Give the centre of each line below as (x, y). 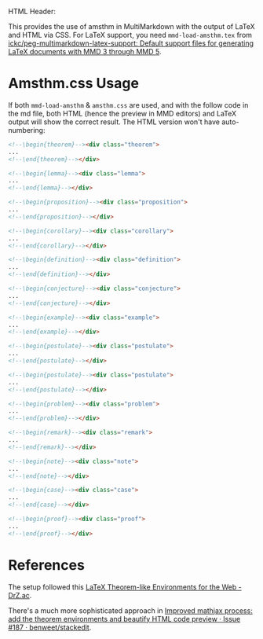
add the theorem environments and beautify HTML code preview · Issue (124, 619)
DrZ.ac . (20, 595)
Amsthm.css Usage (74, 84)
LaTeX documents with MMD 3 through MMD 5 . (85, 51)
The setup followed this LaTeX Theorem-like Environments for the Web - (125, 587)
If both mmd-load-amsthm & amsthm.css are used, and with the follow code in (128, 105)
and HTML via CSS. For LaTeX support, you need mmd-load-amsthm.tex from (130, 35)
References (46, 565)
